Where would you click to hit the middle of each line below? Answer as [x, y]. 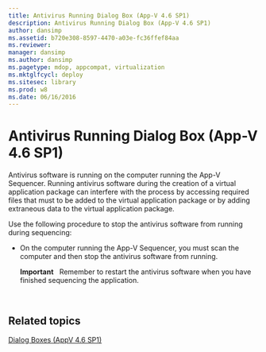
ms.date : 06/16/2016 [42, 97]
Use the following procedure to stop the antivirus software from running [126, 224]
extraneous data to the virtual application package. [91, 209]
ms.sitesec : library [42, 82]
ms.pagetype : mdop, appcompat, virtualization [87, 68]
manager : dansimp [37, 52]
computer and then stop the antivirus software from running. [119, 257]
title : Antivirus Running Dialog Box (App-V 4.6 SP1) [99, 15]
